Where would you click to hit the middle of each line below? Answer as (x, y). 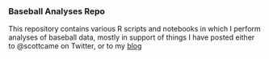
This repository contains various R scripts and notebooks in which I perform (134, 29)
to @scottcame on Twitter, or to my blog (75, 46)
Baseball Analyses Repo (57, 11)
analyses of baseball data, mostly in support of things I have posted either (132, 37)
